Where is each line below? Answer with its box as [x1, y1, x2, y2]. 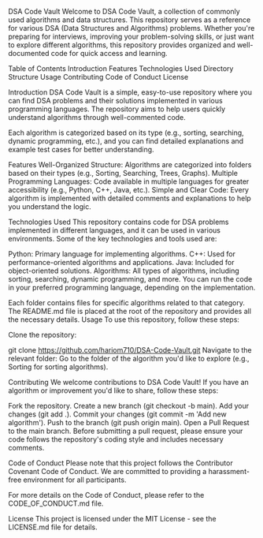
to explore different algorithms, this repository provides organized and [8, 40, 235, 50]
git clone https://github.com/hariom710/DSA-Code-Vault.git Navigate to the [8, 346, 252, 354]
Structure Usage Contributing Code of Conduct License [8, 73, 189, 81]
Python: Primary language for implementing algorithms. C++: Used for [8, 249, 236, 259]
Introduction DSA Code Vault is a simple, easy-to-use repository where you [8, 88, 253, 97]
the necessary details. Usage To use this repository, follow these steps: [8, 315, 240, 324]
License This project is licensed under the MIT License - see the [8, 514, 217, 523]
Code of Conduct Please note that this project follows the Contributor [8, 458, 234, 468]
